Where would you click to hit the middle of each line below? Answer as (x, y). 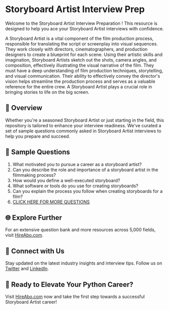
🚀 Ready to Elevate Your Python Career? (69, 285)
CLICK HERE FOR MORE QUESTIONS (51, 202)
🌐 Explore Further (34, 217)
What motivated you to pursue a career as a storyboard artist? (77, 164)
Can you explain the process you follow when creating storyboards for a (88, 191)
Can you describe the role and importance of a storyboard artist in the (85, 170)
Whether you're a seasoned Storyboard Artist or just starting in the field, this (85, 120)
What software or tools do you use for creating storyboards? (75, 186)
